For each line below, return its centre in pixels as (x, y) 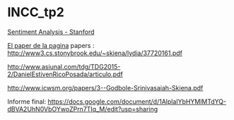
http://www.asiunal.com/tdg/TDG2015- (64, 66)
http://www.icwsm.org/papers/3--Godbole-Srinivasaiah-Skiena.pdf (105, 88)
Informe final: (27, 101)
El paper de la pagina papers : (51, 45)
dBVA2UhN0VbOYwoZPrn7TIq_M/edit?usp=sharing (83, 109)
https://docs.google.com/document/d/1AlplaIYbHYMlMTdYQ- (137, 101)
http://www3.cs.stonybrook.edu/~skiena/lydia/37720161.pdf (95, 53)
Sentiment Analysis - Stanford (51, 32)
